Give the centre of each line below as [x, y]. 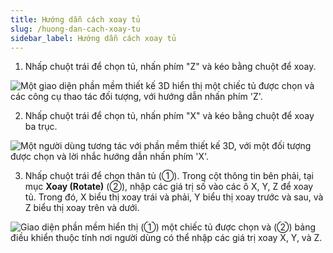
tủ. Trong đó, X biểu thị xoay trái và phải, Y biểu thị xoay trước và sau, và [174, 197]
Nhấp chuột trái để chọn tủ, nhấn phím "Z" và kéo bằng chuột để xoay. [170, 67]
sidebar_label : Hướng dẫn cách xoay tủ [93, 38]
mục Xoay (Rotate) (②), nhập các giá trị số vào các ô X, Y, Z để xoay [169, 187]
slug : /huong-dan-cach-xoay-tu [75, 29]
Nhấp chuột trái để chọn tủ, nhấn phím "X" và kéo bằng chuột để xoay [169, 116]
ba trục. [41, 127]
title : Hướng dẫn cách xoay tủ [75, 19]
